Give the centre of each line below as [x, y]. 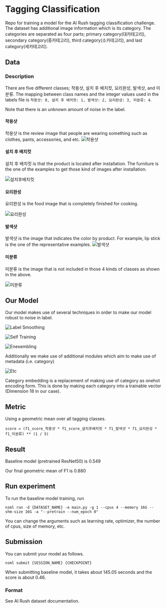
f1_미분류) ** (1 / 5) [27, 434]
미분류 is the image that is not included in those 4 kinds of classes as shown [83, 269]
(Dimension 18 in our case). [33, 391]
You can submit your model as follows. [45, 553]
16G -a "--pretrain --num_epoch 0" [62, 512]
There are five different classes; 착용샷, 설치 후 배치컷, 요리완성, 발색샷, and [80, 88]
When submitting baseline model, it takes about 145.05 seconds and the [79, 572]
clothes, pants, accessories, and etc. [43, 139]
